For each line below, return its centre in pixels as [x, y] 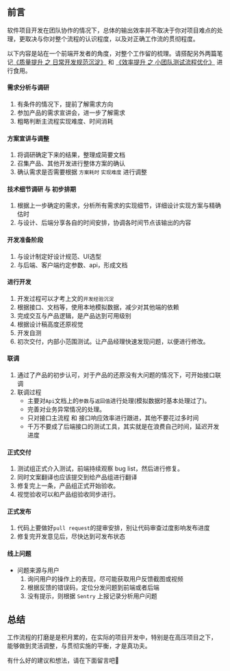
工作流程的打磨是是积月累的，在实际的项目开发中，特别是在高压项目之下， [112, 637]
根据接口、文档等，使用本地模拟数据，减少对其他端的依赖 [98, 307]
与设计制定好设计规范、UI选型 [59, 256]
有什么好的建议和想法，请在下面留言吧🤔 [63, 661]
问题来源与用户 [38, 570]
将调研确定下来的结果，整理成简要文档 [71, 155]
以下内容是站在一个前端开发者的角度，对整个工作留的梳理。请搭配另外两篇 [112, 53]
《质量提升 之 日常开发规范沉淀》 [60, 62]
